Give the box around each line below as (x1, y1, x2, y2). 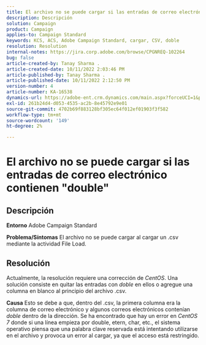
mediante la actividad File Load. (6, 240, 87, 247)
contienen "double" (6, 181, 109, 195)
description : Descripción (6, 15, 72, 21)
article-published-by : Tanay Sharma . (6, 72, 105, 78)
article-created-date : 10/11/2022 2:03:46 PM (6, 66, 124, 72)
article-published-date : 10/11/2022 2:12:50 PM (6, 77, 131, 83)
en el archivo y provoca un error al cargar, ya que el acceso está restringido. (6, 331, 199, 339)
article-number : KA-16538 (6, 89, 72, 95)
